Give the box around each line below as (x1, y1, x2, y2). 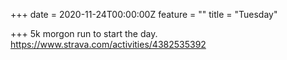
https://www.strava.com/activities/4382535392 (10, 39, 207, 50)
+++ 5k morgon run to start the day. (10, 28, 158, 39)
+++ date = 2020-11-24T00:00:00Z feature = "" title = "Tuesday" (10, 9, 278, 20)
